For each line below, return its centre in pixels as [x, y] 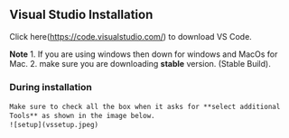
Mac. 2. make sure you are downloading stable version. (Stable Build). [140, 63]
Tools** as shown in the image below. [82, 116]
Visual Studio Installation [81, 15]
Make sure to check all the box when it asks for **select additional [145, 107]
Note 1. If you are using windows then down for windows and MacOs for [144, 54]
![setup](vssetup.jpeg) [54, 125]
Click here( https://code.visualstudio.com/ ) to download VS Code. [131, 36]
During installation [51, 87]
